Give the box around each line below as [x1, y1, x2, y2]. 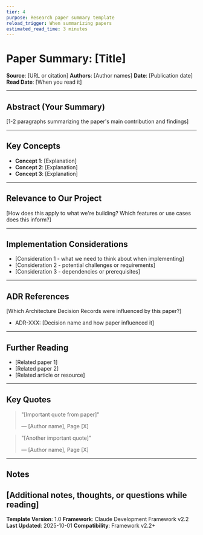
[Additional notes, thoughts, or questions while [6, 490, 187, 500]
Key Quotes [6, 395, 51, 405]
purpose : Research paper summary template [6, 15, 115, 21]
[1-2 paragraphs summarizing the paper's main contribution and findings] [6, 118, 189, 125]
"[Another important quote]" [21, 434, 92, 442]
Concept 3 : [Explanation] [14, 170, 79, 177]
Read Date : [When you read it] [6, 78, 82, 86]
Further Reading [6, 342, 69, 352]
